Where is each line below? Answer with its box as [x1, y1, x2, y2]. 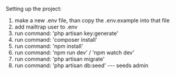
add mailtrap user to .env [14, 24, 78, 30]
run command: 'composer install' [14, 36, 98, 43]
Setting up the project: [5, 5, 62, 12]
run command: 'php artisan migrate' [14, 56, 105, 62]
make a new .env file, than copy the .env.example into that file [14, 17, 170, 24]
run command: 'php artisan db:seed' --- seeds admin [14, 62, 149, 69]
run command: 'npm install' [14, 42, 83, 50]
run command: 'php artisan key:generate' [14, 30, 119, 37]
